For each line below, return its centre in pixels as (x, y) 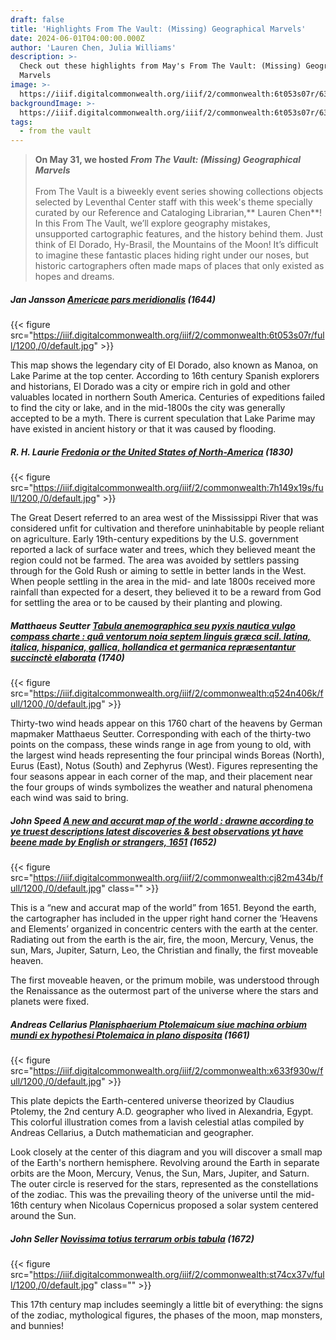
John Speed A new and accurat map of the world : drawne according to (162, 820)
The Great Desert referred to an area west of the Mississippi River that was (164, 518)
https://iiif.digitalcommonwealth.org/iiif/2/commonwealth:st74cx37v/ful (179, 1274)
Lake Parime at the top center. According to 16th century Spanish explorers (165, 376)
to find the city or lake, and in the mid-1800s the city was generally (148, 408)
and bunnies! (37, 1325)
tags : (21, 122)
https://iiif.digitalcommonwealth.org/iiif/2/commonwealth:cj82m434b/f (178, 877)
